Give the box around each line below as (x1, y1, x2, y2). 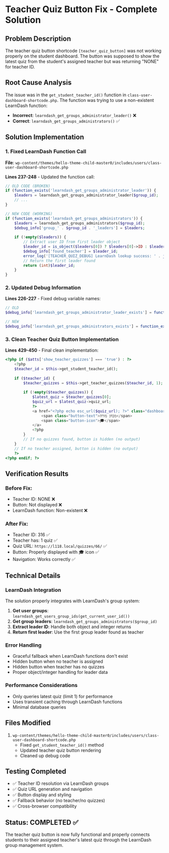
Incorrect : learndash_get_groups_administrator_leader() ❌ (12, 112, 137, 118)
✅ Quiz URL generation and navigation (12, 786, 93, 792)
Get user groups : (12, 608, 49, 614)
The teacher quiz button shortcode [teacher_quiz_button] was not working (5, 48, 162, 53)
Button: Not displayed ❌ (12, 502, 62, 508)
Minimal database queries (12, 704, 66, 710)
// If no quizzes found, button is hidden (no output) (23, 437, 141, 442)
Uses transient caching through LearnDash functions (12, 699, 122, 705)
